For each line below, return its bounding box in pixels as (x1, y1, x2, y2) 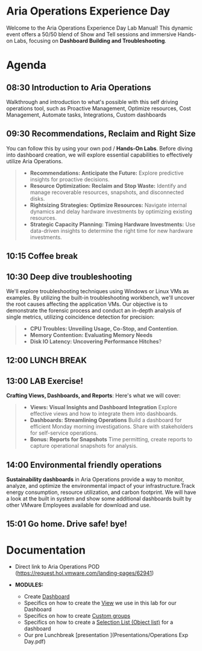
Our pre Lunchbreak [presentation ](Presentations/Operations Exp (24, 632, 189, 639)
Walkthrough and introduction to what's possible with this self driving (6, 98, 178, 105)
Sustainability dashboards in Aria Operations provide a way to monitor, (6, 476, 185, 483)
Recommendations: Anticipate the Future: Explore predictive (30, 169, 184, 177)
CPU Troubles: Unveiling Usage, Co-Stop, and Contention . (30, 325, 179, 332)
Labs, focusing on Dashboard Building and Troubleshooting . (14, 37, 167, 44)
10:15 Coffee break (6, 251, 78, 261)
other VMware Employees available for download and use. (6, 501, 151, 508)
